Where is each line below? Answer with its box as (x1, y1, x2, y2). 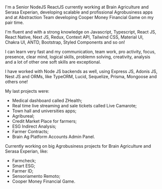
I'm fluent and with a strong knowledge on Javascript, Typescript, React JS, (5, 29, 157, 34)
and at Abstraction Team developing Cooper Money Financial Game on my (5, 15, 154, 20)
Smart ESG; (12, 163, 35, 169)
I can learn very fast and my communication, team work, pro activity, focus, (5, 49, 156, 54)
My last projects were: (5, 88, 49, 94)
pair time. (5, 19, 24, 25)
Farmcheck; (12, 158, 36, 163)
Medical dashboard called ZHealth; (12, 98, 82, 103)
